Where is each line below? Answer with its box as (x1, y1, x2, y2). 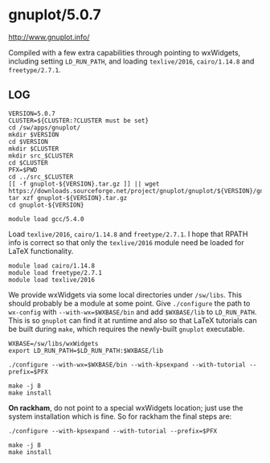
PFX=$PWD (8, 166, 38, 174)
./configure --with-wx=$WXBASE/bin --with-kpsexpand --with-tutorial (8, 360, 247, 369)
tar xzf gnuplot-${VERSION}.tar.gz (8, 194, 128, 202)
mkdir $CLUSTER (8, 145, 59, 153)
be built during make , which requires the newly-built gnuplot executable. (8, 324, 245, 334)
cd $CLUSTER (8, 158, 48, 166)
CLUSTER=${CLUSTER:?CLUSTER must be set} (8, 117, 149, 125)
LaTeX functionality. (8, 246, 74, 256)
